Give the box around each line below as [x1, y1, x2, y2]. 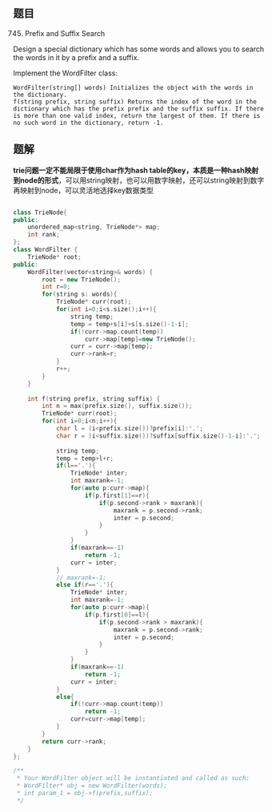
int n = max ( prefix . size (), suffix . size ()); [42, 402, 193, 410]
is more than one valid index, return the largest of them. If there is [13, 111, 261, 119]
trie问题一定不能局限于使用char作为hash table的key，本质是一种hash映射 [13, 165, 259, 175]
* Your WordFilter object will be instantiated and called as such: [16, 774, 250, 782]
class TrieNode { [13, 208, 67, 216]
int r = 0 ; [42, 283, 71, 291]
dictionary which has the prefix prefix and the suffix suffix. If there [13, 104, 265, 113]
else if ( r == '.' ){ [55, 581, 114, 589]
